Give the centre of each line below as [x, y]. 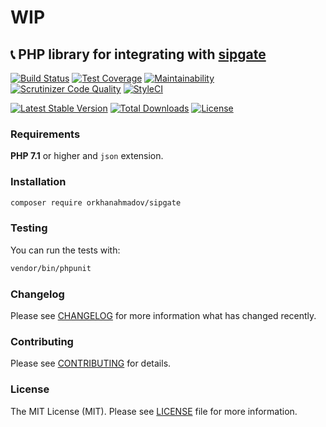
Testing [29, 228]
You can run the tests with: [65, 250]
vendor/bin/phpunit [51, 268]
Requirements [45, 134]
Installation [38, 182]
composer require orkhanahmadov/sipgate [96, 202]
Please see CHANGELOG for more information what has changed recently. [163, 315]
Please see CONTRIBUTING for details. [91, 363]
